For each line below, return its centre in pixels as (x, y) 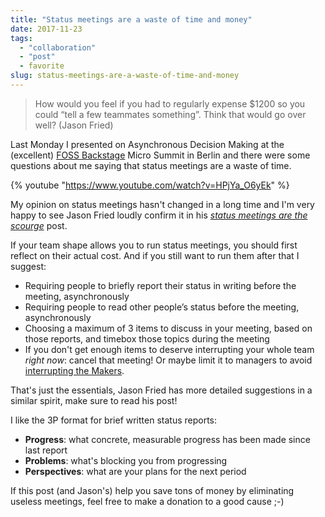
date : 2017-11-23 (46, 29)
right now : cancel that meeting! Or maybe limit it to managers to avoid (168, 360)
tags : (21, 38)
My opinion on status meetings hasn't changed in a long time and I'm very (162, 204)
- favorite (42, 66)
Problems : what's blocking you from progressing (126, 460)
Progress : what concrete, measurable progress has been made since (167, 439)
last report (46, 450)
